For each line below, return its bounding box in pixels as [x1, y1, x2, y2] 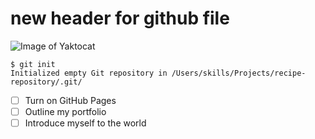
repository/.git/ [10, 77, 83, 87]
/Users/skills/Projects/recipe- [171, 68, 307, 78]
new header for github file [10, 7, 230, 30]
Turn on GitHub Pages [24, 94, 117, 106]
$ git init [10, 59, 56, 69]
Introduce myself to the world [24, 117, 147, 129]
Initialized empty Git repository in [10, 68, 168, 78]
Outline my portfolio [24, 106, 107, 117]
